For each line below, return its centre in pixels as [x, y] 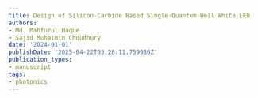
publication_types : [40, 60]
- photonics [28, 81]
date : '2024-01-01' [40, 45]
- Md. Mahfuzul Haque [44, 30]
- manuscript [30, 67]
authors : [23, 23]
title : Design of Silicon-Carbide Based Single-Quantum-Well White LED [129, 15]
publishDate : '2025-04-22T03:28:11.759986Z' [83, 52]
